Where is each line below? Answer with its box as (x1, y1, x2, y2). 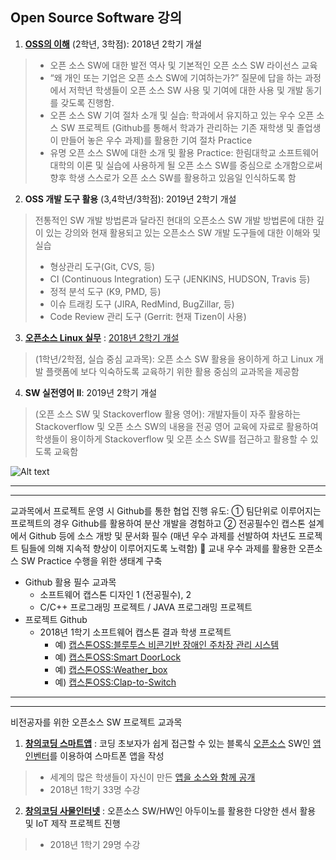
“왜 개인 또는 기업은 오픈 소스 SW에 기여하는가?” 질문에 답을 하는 (49, 71, 303, 83)
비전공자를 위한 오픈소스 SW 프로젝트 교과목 (10, 716, 183, 728)
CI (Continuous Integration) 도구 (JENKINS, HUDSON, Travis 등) (49, 273, 311, 285)
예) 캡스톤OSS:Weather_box (54, 663, 168, 675)
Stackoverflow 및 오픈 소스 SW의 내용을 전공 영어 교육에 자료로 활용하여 (34, 420, 319, 432)
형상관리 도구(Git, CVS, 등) (49, 260, 156, 272)
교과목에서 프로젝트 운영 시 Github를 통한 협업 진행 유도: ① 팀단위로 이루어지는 (10, 504, 322, 517)
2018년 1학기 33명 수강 (49, 783, 141, 795)
